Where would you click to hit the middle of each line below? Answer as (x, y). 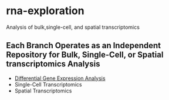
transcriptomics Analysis (53, 64)
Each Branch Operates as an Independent (84, 46)
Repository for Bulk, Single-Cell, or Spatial (85, 55)
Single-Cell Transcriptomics (48, 84)
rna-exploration (45, 11)
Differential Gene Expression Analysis (60, 78)
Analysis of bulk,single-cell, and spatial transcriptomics (73, 27)
